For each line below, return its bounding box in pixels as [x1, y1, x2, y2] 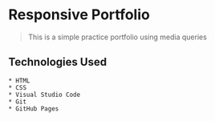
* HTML [8, 76, 30, 85]
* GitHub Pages [8, 104, 59, 113]
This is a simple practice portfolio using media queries [27, 32, 207, 42]
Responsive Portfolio [8, 6, 150, 24]
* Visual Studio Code [8, 91, 81, 99]
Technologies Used [8, 55, 107, 69]
